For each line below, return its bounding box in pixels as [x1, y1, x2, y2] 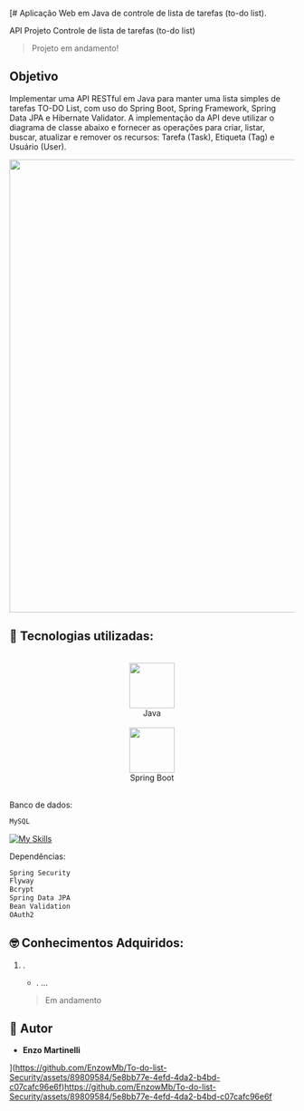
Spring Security [9, 868, 71, 877]
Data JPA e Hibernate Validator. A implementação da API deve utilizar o [9, 112, 274, 123]
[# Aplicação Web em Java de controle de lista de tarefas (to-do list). [9, 8, 267, 18]
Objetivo [9, 69, 59, 84]
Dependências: [9, 851, 66, 862]
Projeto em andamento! [31, 43, 119, 53]
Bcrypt [9, 885, 34, 894]
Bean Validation [9, 902, 71, 911]
